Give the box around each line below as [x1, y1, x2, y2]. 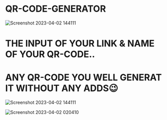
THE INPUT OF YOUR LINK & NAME [5, 38, 155, 49]
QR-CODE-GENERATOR [5, 3, 106, 15]
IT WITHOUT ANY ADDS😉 [5, 82, 118, 94]
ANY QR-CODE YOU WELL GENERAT [5, 72, 162, 83]
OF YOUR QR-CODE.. [5, 49, 95, 60]
